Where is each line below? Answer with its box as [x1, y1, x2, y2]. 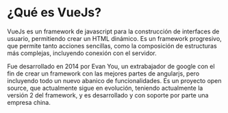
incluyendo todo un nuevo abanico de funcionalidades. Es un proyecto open [7, 76, 222, 84]
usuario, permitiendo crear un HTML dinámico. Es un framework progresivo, [7, 34, 223, 42]
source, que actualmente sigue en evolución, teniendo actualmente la [7, 84, 203, 92]
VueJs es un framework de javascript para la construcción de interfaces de [7, 27, 220, 35]
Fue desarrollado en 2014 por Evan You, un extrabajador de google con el [7, 62, 215, 70]
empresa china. [7, 98, 51, 106]
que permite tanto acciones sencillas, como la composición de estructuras [7, 42, 217, 50]
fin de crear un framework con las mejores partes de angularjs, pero [7, 69, 200, 78]
